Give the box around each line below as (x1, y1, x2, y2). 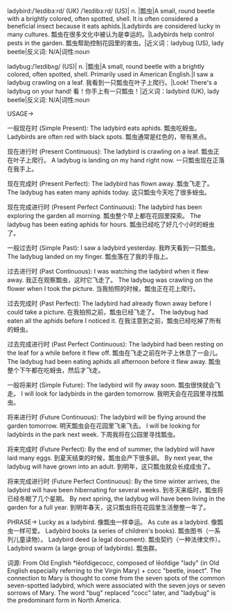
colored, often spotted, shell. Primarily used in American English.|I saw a (7, 70, 214, 78)
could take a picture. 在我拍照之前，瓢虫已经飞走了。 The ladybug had (7, 308, 208, 316)
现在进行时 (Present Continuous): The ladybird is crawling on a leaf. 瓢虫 (7, 147, 214, 156)
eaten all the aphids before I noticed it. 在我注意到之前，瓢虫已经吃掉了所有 (7, 317, 222, 325)
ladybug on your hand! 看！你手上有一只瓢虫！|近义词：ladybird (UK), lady (7, 87, 220, 95)
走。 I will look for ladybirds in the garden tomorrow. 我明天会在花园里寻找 (7, 390, 218, 398)
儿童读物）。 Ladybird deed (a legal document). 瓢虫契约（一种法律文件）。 (12, 535, 225, 544)
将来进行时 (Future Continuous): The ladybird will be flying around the (7, 413, 206, 421)
